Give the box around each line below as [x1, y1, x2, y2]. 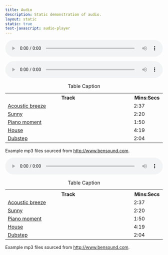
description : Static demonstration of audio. [5, 12, 101, 17]
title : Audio [5, 7, 32, 12]
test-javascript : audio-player [5, 26, 70, 31]
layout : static [5, 16, 37, 21]
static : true [5, 21, 32, 26]
